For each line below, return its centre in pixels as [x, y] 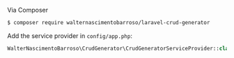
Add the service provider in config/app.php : [70, 36]
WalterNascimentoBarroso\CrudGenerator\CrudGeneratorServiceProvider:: [113, 48]
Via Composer [28, 10]
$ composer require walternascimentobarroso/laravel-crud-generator [109, 23]
